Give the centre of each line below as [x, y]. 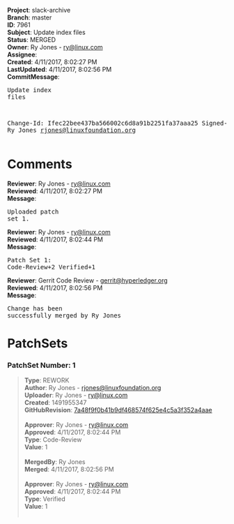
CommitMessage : [33, 77]
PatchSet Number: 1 [41, 366]
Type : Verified [45, 499]
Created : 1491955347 [55, 403]
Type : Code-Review [53, 440]
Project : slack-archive [39, 10]
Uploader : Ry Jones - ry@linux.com [76, 395]
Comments [40, 164]
